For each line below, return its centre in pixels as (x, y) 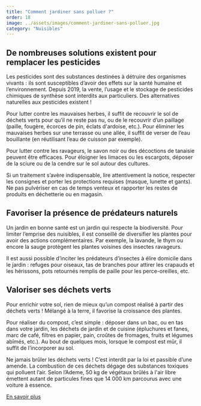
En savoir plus (23, 396)
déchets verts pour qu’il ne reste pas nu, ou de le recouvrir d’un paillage (95, 120)
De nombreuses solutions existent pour (82, 52)
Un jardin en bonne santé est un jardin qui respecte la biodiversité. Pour (94, 227)
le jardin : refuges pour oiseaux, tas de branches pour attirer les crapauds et (100, 264)
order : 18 (19, 17)
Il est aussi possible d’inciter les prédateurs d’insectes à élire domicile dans (99, 258)
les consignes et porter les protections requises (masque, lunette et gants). (99, 182)
